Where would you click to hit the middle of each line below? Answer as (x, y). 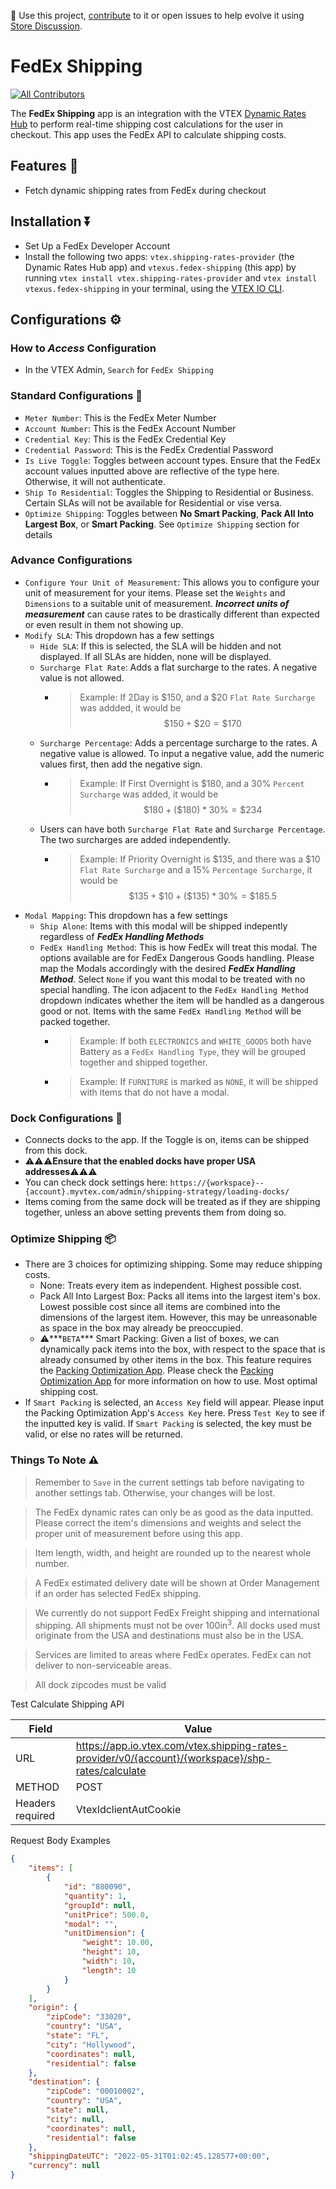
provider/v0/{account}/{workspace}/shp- (173, 1758)
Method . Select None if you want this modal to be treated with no (172, 979)
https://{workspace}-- (217, 1183)
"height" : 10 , (111, 1952)
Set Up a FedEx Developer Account (97, 246)
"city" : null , (75, 2119)
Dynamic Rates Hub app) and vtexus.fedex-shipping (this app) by (160, 267)
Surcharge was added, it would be (149, 794)
